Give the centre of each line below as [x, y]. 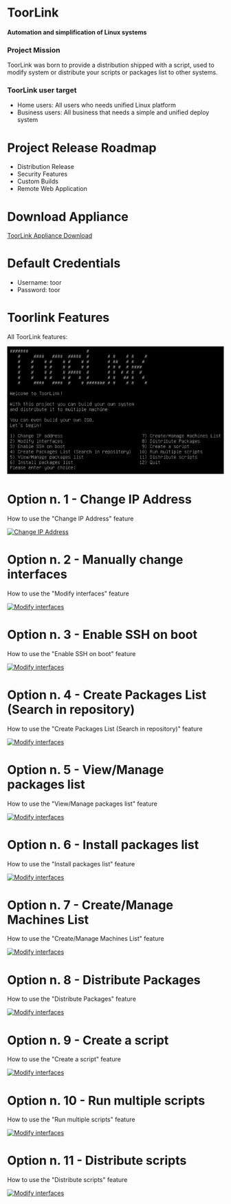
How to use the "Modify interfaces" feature [68, 593]
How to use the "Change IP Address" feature [70, 518]
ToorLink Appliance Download [50, 236]
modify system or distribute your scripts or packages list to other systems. [112, 72]
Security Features [42, 174]
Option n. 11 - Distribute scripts [97, 1161]
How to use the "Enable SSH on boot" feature [71, 653]
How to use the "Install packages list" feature [71, 864]
